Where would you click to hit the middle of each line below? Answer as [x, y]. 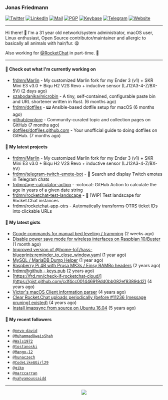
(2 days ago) [34, 91]
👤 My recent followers [28, 319]
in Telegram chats [31, 179]
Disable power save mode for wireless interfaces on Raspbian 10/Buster [86, 239]
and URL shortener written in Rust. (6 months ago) [64, 101]
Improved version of [33, 249]
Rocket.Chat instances [35, 200]
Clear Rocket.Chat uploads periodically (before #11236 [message [79, 297]
